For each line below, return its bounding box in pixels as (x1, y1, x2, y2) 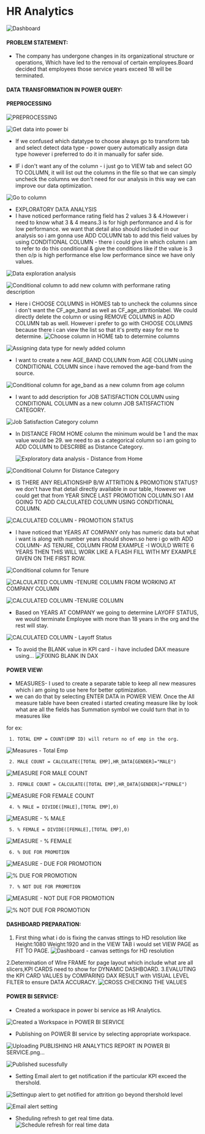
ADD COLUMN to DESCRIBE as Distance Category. (15, 443, 144, 450)
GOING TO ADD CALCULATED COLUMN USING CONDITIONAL (15, 498, 174, 506)
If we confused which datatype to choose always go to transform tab (15, 137, 190, 145)
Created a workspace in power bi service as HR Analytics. (15, 1006, 162, 1014)
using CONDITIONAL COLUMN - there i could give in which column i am (15, 238, 197, 245)
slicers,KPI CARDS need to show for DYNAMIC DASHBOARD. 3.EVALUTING (6, 965, 196, 973)
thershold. (15, 1079, 42, 1086)
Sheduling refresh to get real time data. (15, 1114, 114, 1122)
